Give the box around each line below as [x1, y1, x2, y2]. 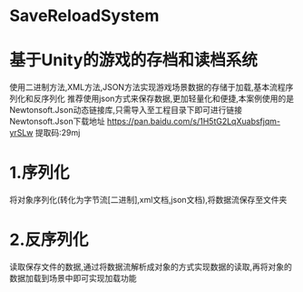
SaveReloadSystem [9, 5, 160, 26]
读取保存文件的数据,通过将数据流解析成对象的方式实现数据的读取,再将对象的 [9, 261, 293, 272]
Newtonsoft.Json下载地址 [9, 116, 106, 127]
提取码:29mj [34, 127, 81, 138]
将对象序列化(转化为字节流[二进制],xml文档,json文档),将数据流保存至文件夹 [9, 195, 288, 206]
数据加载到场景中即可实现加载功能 [9, 273, 137, 283]
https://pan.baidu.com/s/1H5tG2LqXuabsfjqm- [107, 116, 281, 127]
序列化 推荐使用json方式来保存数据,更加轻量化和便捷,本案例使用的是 [40, 93, 295, 105]
